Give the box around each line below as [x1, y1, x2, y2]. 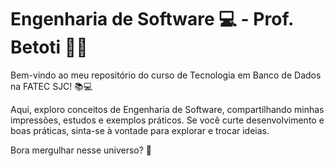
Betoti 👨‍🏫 [10, 36, 88, 59]
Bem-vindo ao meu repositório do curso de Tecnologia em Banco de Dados [10, 69, 322, 81]
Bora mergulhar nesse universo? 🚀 [10, 144, 153, 156]
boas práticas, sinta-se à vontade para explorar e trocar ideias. [10, 124, 270, 136]
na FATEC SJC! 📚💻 [10, 80, 93, 92]
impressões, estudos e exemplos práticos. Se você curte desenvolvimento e [10, 114, 325, 126]
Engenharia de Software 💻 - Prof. [10, 8, 294, 31]
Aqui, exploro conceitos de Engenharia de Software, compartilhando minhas [10, 103, 325, 115]
